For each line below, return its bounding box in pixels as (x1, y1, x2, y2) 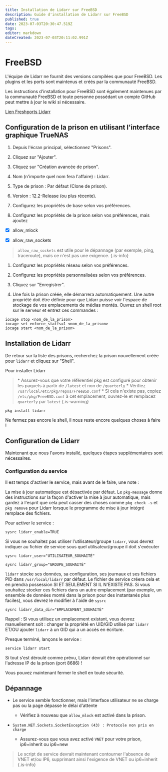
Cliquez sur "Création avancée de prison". (12, 164, 99, 170)
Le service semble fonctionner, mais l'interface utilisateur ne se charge (12, 697, 159, 703)
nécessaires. (5, 455, 31, 461)
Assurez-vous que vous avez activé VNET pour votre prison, (19, 736, 142, 742)
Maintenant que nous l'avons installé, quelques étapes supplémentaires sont (5, 450, 163, 456)
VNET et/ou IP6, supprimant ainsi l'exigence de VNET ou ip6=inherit (17, 756, 158, 762)
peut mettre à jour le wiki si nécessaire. (5, 99, 86, 105)
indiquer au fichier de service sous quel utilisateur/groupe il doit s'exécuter (5, 543, 159, 549)
